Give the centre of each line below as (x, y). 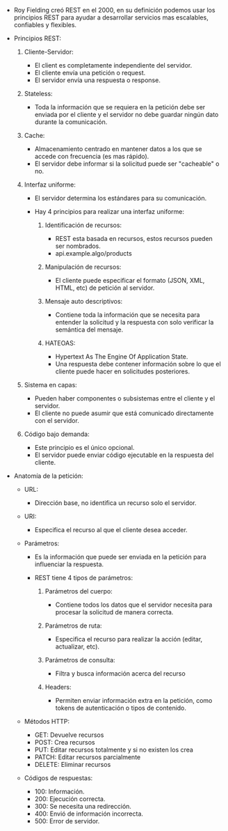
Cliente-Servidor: (49, 52)
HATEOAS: (60, 343)
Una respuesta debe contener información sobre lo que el (138, 364)
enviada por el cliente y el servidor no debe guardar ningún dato (127, 115)
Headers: (58, 687)
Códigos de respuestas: (58, 778)
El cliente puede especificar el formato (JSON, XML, (130, 280)
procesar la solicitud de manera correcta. (114, 612)
